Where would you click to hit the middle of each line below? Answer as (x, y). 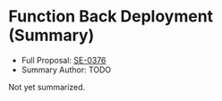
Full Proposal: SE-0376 (64, 60)
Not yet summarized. (47, 87)
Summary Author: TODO (66, 70)
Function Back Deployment (111, 17)
